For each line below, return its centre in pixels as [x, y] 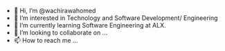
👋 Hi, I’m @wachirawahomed [55, 11]
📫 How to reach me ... [46, 40]
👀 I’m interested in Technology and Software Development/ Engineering [116, 18]
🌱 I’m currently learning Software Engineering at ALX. [90, 25]
